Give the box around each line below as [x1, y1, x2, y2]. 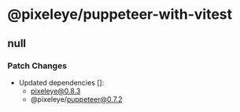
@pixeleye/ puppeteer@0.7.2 [30, 94, 123, 103]
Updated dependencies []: [18, 78, 105, 87]
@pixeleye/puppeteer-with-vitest [7, 5, 233, 23]
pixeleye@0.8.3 [30, 86, 81, 96]
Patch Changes [7, 60, 68, 71]
